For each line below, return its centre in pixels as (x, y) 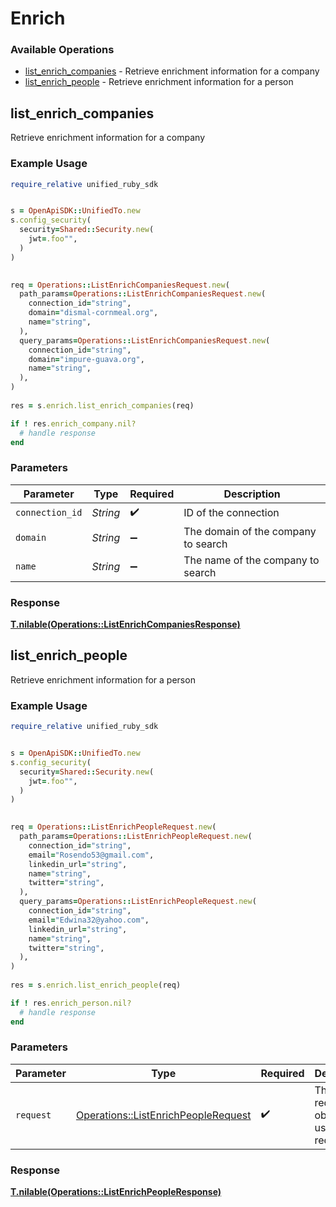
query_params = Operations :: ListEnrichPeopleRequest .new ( (138, 902)
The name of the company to (251, 560)
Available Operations (62, 50)
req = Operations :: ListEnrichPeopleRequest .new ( (113, 827)
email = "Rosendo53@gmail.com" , (91, 855)
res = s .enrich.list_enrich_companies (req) (102, 405)
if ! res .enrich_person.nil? (71, 1003)
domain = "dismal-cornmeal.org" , (93, 313)
